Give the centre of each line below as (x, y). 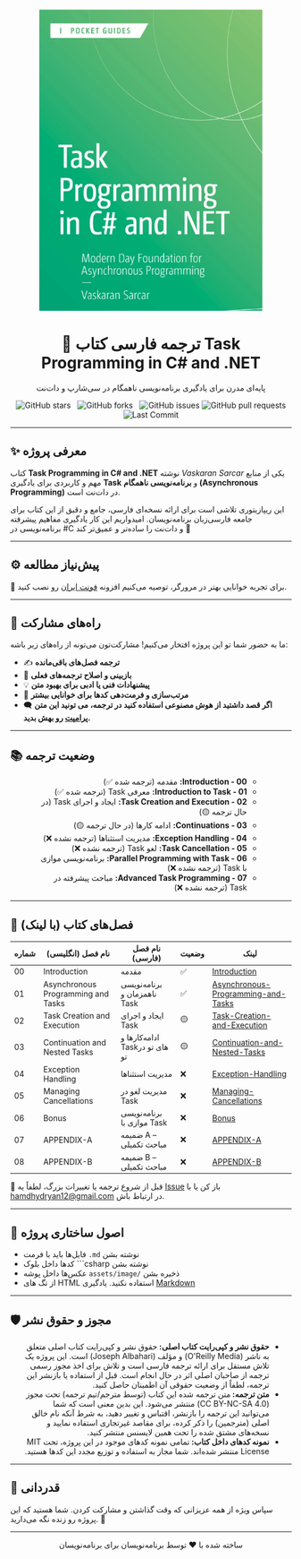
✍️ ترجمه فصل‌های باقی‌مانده (71, 662)
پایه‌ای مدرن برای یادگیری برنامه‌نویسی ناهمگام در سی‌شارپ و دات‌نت (151, 388)
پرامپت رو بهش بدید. (57, 718)
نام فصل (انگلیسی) (78, 953)
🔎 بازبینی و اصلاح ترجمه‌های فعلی (77, 676)
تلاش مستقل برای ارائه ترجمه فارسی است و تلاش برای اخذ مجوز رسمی (150, 1365)
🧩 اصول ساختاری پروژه (67, 1232)
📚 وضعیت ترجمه (52, 756)
